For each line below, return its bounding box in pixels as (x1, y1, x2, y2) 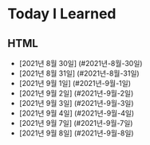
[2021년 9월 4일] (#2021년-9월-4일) (18, 108, 135, 118)
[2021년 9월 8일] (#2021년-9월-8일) (18, 128, 134, 138)
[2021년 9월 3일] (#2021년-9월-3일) (18, 99, 134, 108)
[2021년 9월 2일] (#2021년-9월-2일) (18, 88, 134, 98)
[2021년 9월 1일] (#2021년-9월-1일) (18, 79, 132, 88)
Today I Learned (7, 5, 116, 23)
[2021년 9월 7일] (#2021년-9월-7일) (18, 119, 133, 127)
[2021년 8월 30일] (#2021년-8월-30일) (18, 59, 143, 68)
